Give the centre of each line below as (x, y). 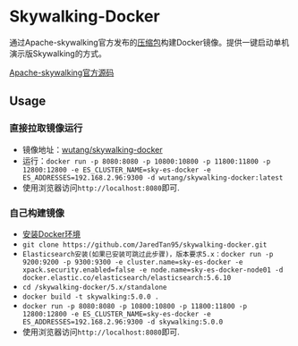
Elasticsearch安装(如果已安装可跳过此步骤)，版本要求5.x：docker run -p (148, 254)
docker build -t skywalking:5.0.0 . (90, 297)
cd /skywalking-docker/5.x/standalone (94, 287)
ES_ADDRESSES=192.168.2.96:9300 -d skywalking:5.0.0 (123, 322)
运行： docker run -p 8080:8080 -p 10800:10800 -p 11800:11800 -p (146, 160)
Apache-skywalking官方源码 (62, 72)
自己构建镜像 (37, 213)
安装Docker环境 (51, 233)
